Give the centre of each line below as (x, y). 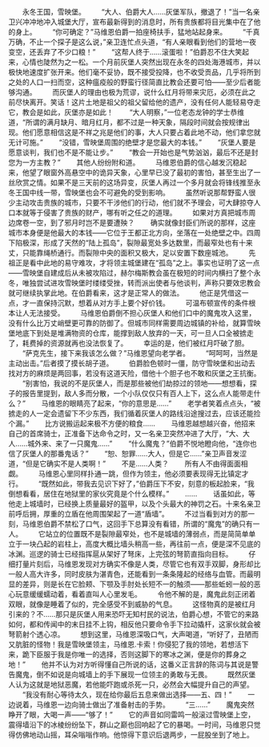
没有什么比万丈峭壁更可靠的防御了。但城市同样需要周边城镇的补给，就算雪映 (134, 323)
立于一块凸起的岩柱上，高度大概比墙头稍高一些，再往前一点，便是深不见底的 (134, 544)
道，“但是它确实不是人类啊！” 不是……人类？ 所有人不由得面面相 (128, 463)
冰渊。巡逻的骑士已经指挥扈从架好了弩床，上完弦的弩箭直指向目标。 (120, 554)
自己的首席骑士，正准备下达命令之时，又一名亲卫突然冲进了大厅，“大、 (126, 433)
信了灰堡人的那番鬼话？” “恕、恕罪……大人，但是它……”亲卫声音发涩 (128, 453)
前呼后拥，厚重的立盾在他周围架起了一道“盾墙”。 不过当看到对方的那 (128, 514)
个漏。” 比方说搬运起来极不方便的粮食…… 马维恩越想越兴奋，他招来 (132, 423)
